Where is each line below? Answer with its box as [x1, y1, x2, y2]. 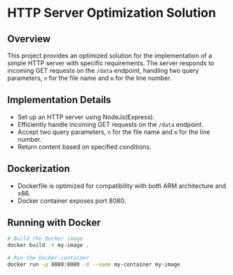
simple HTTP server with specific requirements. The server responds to [7, 59, 215, 67]
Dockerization [7, 163, 70, 175]
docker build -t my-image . [7, 242, 90, 249]
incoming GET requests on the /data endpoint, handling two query [7, 67, 199, 74]
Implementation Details [7, 94, 112, 106]
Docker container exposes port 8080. [17, 196, 126, 205]
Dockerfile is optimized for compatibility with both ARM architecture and [17, 181, 227, 190]
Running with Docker [7, 217, 101, 229]
